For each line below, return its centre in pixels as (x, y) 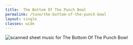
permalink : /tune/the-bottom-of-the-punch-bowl (56, 14)
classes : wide (20, 23)
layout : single (21, 19)
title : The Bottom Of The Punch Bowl (46, 10)
